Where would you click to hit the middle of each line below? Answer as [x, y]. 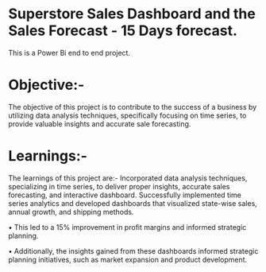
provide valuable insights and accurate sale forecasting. [100, 123]
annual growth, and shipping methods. [71, 212]
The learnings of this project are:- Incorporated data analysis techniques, [128, 178]
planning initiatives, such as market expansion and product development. [128, 259]
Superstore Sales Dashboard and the [132, 14]
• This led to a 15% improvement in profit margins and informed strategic [127, 227]
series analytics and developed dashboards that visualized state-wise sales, [133, 203]
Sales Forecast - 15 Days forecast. [123, 31]
